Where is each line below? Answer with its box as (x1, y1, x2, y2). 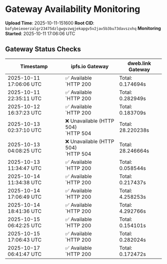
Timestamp (20, 63, 48, 70)
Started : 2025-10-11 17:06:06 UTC (5, 30, 76, 36)
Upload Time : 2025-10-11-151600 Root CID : (5, 20, 94, 26)
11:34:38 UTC (7, 179, 42, 186)
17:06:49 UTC (7, 193, 42, 200)
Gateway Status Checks (5, 45, 81, 53)
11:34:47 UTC (7, 164, 42, 171)
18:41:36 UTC (7, 208, 42, 215)
